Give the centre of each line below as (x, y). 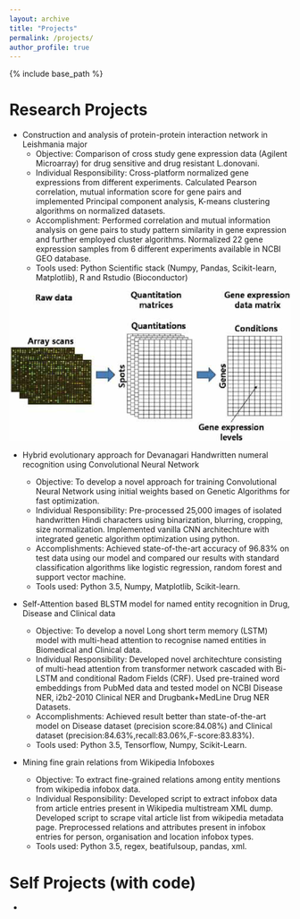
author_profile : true (50, 47)
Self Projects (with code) (103, 883)
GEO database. (63, 259)
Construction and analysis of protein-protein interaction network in (145, 135)
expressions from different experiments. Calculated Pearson (146, 183)
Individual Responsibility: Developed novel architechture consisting (159, 659)
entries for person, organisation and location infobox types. (145, 837)
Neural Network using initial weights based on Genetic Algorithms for (162, 492)
